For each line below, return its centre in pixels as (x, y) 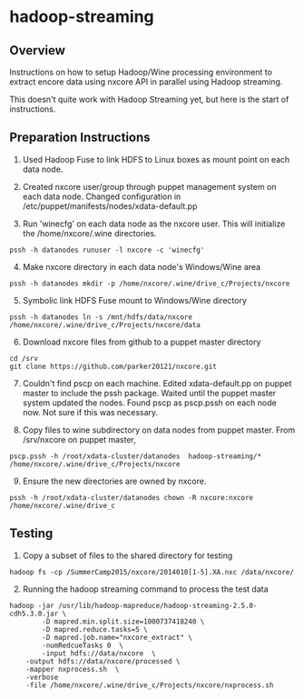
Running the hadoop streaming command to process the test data (146, 589)
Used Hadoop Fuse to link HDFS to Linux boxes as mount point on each (156, 159)
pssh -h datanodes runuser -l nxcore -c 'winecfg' (107, 250)
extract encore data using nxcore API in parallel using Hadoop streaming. (146, 82)
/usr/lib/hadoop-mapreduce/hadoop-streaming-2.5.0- (157, 605)
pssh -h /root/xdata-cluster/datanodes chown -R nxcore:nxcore (132, 497)
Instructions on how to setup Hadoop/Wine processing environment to (141, 72)
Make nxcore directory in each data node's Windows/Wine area (142, 266)
